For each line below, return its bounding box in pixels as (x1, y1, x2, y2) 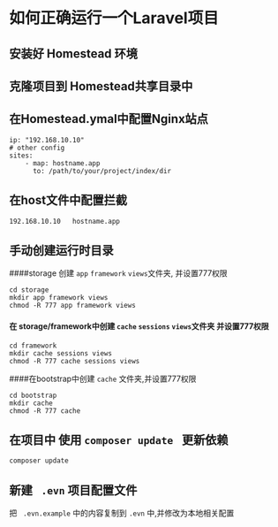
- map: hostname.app (25, 158, 101, 168)
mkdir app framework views (9, 294, 109, 302)
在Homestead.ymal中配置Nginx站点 (9, 111, 209, 126)
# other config (9, 143, 65, 152)
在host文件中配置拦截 (9, 193, 128, 208)
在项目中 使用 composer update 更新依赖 (9, 432, 229, 447)
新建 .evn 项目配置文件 (9, 483, 138, 498)
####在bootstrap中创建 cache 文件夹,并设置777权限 (9, 373, 197, 384)
